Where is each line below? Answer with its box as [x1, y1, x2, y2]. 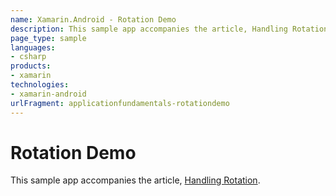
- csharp [10, 52, 47, 62]
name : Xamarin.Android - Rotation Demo [10, 14, 177, 25]
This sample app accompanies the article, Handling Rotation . [10, 174, 261, 186]
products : [10, 61, 52, 71]
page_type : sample [10, 33, 87, 43]
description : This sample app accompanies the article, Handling [10, 24, 288, 34]
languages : [10, 42, 56, 53]
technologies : [10, 80, 70, 90]
